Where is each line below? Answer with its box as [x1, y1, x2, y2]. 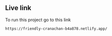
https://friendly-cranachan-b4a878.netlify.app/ [5, 26, 108, 31]
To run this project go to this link [5, 17, 71, 22]
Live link [5, 4, 31, 12]
